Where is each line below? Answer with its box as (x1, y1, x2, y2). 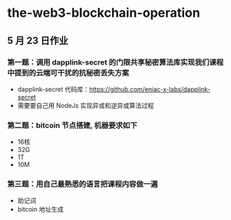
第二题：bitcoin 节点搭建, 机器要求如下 (7, 121, 138, 130)
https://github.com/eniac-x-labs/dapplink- (89, 85, 211, 93)
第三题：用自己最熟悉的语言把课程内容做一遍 (7, 179, 158, 189)
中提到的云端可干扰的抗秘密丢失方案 (7, 68, 129, 78)
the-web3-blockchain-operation (7, 5, 201, 21)
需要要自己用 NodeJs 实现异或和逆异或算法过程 (17, 101, 154, 109)
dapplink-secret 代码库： (17, 85, 90, 93)
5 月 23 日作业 (7, 34, 69, 46)
